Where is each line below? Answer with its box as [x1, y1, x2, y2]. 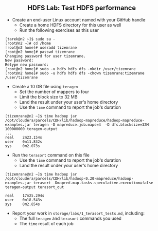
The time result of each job [19, 220, 74, 226]
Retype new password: [5, 62, 49, 67]
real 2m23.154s [5, 135, 42, 140]
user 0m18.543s [5, 197, 42, 202]
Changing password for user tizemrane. [5, 54, 86, 58]
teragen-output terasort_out [5, 185, 64, 190]
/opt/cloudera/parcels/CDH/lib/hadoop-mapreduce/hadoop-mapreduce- [5, 118, 145, 123]
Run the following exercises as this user [19, 27, 99, 33]
